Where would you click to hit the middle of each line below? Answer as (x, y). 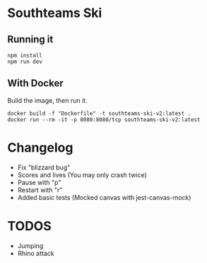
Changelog (40, 147)
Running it (30, 39)
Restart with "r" (40, 190)
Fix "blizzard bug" (44, 167)
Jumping (30, 245)
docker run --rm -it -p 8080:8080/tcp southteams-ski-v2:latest (104, 119)
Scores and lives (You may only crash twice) (82, 174)
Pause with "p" (39, 182)
